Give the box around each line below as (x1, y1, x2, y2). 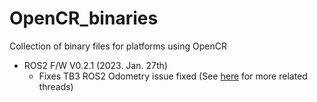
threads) (38, 80, 74, 92)
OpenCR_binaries (9, 7, 159, 30)
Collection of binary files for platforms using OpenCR (9, 40, 227, 52)
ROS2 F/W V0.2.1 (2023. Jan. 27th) (23, 59, 168, 71)
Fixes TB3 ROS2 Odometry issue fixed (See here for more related (38, 70, 308, 82)
